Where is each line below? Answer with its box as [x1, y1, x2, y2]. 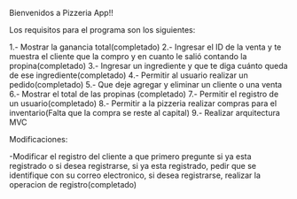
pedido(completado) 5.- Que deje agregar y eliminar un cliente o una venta [9, 80, 282, 89]
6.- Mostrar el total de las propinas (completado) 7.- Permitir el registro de [9, 88, 279, 99]
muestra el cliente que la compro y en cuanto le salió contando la [9, 51, 247, 61]
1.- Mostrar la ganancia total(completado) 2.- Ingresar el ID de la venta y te [9, 42, 282, 52]
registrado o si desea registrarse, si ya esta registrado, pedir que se [9, 161, 257, 171]
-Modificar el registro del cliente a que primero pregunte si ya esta [9, 151, 252, 162]
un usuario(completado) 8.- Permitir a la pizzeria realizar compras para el [9, 98, 277, 109]
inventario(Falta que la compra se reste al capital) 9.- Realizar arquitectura [9, 108, 281, 118]
